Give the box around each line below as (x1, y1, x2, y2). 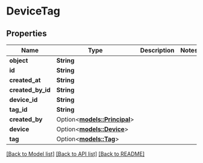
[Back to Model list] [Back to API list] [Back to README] (6, 150, 145, 158)
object (9, 56, 28, 65)
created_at (9, 76, 41, 84)
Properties (6, 28, 47, 39)
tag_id (9, 106, 28, 113)
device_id (9, 95, 38, 104)
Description (140, 46, 175, 54)
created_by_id (9, 86, 51, 94)
